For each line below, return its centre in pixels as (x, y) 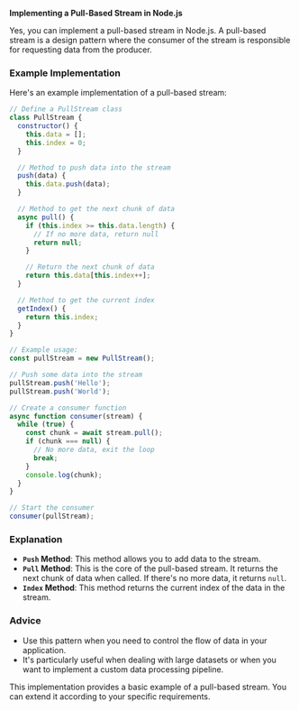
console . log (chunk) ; (64, 475)
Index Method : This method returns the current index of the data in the (154, 588)
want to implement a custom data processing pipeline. (123, 669)
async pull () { (46, 217)
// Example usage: (44, 350)
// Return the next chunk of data (90, 267)
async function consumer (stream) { (76, 416)
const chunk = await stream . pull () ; (95, 433)
